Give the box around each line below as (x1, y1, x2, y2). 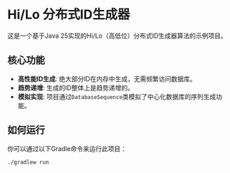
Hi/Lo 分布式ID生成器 (7, 6, 130, 23)
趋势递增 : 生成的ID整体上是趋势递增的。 (17, 83, 134, 92)
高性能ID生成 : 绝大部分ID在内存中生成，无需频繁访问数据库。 (17, 74, 197, 83)
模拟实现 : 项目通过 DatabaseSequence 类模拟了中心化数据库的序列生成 (17, 92, 216, 100)
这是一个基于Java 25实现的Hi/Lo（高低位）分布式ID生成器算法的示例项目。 (7, 31, 228, 40)
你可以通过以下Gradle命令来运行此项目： (7, 144, 127, 153)
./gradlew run (7, 158, 50, 166)
